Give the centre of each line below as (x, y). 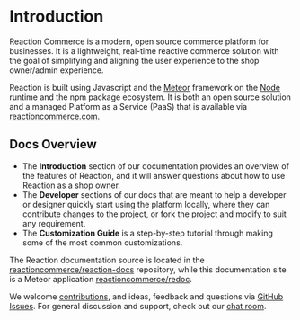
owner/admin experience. (57, 70)
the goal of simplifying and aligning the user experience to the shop (134, 60)
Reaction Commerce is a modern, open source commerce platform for (139, 41)
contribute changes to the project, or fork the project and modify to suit (154, 214)
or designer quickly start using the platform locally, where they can (146, 204)
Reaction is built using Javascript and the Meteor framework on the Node (145, 87)
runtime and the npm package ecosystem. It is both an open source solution (150, 97)
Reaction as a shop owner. (71, 185)
